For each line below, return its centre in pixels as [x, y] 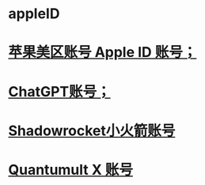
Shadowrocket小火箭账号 [92, 130]
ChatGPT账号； [59, 91]
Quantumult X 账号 [70, 170]
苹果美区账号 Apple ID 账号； [102, 53]
